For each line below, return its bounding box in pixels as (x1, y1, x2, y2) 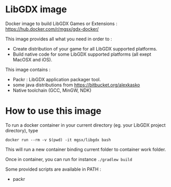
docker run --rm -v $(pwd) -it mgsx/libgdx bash (5, 137, 111, 143)
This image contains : (5, 66, 51, 73)
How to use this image (5, 105, 101, 117)
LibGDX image (5, 4, 67, 15)
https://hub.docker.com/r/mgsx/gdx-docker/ (5, 26, 99, 32)
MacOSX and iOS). (12, 56, 53, 62)
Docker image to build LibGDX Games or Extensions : (5, 20, 118, 27)
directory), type (5, 127, 38, 133)
